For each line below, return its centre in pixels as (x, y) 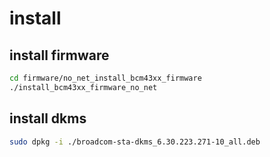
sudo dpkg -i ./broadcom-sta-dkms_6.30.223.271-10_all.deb (135, 142)
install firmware (59, 55)
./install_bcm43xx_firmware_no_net (83, 87)
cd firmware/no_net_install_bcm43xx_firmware (105, 78)
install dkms (48, 118)
